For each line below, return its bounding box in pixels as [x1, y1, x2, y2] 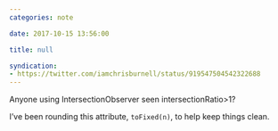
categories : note [9, 12, 74, 22]
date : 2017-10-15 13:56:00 [9, 29, 110, 38]
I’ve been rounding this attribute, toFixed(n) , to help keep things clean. [9, 111, 270, 122]
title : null [9, 45, 53, 54]
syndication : [9, 61, 58, 70]
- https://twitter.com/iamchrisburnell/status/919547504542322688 [9, 70, 261, 78]
